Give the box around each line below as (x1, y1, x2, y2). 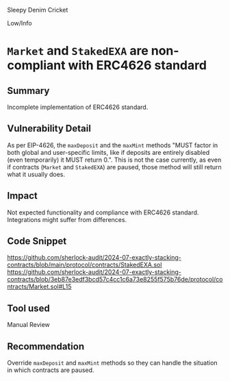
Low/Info (7, 19, 32, 27)
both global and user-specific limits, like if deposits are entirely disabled (7, 148, 210, 156)
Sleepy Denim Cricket (7, 6, 68, 14)
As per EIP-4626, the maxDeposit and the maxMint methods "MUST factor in (7, 140, 218, 149)
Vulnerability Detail (7, 123, 91, 134)
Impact (7, 190, 38, 201)
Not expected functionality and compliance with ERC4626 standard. (7, 208, 199, 217)
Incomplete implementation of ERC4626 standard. (7, 103, 149, 111)
